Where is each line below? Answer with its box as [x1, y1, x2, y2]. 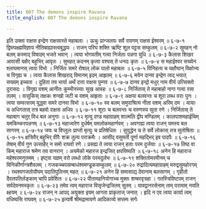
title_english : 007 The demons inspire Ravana [6, 15, 128, 21]
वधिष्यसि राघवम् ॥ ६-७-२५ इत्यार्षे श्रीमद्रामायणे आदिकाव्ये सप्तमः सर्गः [6, 196, 138, 203]
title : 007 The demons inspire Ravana [6, 9, 105, 15]
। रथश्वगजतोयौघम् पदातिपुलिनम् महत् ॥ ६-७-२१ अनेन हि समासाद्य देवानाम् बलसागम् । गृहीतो [6, 168, 188, 175]
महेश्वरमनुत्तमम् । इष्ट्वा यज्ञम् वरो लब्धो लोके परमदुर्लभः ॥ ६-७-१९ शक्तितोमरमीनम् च [6, 154, 170, 161]
